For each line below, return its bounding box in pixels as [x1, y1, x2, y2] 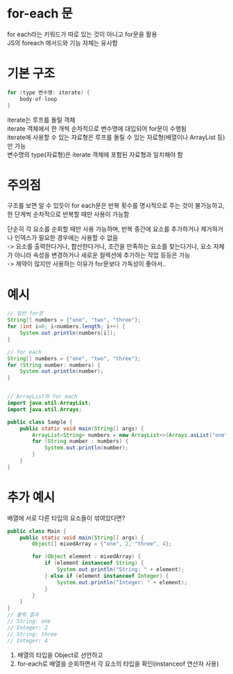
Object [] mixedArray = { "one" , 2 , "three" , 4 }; [32, 540, 172, 547]
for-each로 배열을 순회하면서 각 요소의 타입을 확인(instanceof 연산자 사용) [17, 659, 220, 668]
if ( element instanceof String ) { [44, 560, 144, 567]
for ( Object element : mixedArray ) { [32, 553, 141, 560]
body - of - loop [19, 95, 58, 102]
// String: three [7, 630, 58, 638]
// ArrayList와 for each [7, 393, 78, 400]
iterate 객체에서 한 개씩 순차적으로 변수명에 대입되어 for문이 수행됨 [7, 124, 187, 132]
